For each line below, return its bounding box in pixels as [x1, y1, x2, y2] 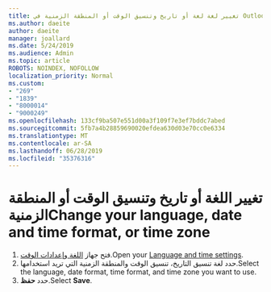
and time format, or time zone [8, 223, 211, 242]
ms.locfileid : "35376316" [8, 154, 95, 162]
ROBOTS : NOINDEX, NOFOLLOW [8, 65, 99, 73]
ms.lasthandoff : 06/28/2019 [8, 147, 103, 155]
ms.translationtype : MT [8, 131, 89, 140]
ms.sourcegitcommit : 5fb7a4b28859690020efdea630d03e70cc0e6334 [8, 124, 226, 132]
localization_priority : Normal [8, 72, 114, 80]
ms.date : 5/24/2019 [8, 42, 74, 50]
